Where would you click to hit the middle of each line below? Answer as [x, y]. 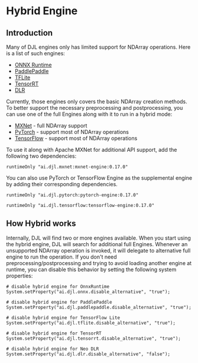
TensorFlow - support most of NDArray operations [76, 138]
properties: [20, 276]
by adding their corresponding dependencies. [62, 184]
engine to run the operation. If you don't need [61, 257]
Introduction [30, 33]
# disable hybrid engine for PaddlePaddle [59, 302]
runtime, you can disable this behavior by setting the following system [91, 269]
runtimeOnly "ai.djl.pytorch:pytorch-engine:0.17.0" [72, 195]
